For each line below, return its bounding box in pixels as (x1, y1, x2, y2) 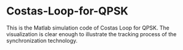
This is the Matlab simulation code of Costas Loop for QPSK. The (6, 24, 170, 31)
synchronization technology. (6, 37, 78, 44)
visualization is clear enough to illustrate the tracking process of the (6, 30, 177, 37)
